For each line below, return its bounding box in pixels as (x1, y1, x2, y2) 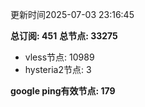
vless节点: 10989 (24, 51, 95, 63)
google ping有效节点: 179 (10, 85, 116, 97)
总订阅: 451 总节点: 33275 (10, 30, 118, 42)
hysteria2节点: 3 (24, 64, 92, 75)
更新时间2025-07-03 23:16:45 (10, 9, 135, 20)
